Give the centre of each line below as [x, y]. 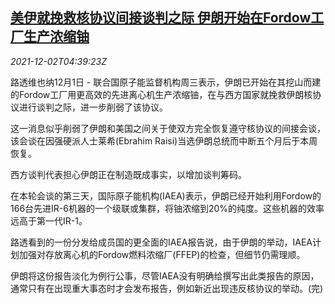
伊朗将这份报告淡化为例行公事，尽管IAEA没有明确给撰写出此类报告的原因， [165, 275]
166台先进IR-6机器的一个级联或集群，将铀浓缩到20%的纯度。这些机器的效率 [167, 208]
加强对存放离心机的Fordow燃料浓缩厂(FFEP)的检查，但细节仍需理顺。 [162, 254]
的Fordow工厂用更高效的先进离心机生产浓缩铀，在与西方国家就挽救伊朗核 [161, 94]
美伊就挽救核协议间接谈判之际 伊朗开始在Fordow [161, 18]
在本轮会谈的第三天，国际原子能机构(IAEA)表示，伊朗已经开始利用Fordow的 [166, 195]
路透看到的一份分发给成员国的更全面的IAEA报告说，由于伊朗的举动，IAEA [161, 242]
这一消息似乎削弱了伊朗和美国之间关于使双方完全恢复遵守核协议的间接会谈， [168, 128]
